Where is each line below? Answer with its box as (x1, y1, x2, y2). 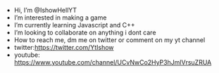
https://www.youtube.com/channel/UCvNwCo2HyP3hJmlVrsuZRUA (13, 58, 212, 66)
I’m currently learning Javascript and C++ (13, 21, 135, 29)
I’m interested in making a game (13, 13, 107, 22)
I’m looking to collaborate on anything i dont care (13, 28, 156, 36)
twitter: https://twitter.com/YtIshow (13, 44, 114, 51)
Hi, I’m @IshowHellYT (13, 6, 77, 14)
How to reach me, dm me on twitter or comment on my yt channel (13, 36, 206, 44)
